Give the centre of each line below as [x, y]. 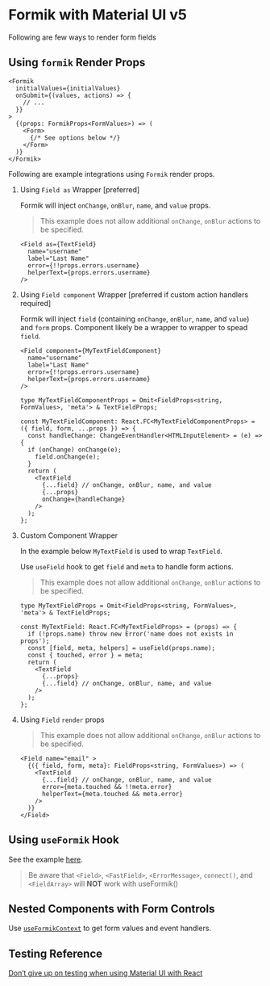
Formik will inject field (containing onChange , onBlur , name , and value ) [135, 319]
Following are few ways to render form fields [83, 37]
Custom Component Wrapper [69, 535]
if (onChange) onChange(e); [75, 450]
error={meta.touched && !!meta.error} [107, 787]
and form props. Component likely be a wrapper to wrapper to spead [134, 327]
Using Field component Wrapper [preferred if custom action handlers [134, 294]
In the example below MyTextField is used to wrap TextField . [121, 551]
